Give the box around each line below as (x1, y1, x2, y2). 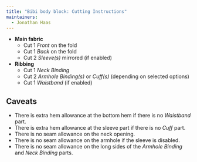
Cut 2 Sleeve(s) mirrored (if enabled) (23, 54, 113, 62)
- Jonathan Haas (11, 19, 51, 25)
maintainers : (6, 14, 38, 20)
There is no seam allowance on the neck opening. (14, 130, 135, 138)
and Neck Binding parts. (14, 149, 73, 156)
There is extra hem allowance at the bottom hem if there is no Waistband (14, 112, 191, 119)
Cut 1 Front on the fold (23, 42, 77, 49)
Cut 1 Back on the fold (23, 48, 77, 55)
